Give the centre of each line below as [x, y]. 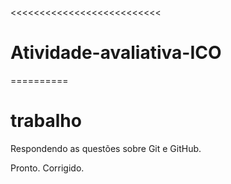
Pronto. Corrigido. [47, 168]
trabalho [46, 121]
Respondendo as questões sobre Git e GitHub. [106, 148]
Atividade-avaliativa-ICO [116, 53]
